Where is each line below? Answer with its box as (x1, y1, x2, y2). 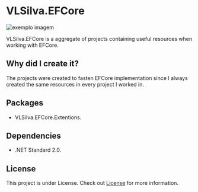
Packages (6, 98, 43, 108)
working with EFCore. (6, 41, 59, 49)
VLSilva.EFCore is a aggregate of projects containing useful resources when (6, 35, 193, 42)
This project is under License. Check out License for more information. (6, 180, 179, 187)
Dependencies (6, 130, 61, 140)
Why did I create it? (6, 59, 79, 69)
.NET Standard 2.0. (14, 146, 62, 153)
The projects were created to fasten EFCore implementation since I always (6, 74, 188, 81)
